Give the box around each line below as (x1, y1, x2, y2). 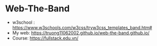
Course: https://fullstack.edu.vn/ (12, 35, 79, 41)
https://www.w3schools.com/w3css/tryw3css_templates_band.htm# (12, 24, 152, 30)
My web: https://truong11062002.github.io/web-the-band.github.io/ (12, 30, 150, 36)
